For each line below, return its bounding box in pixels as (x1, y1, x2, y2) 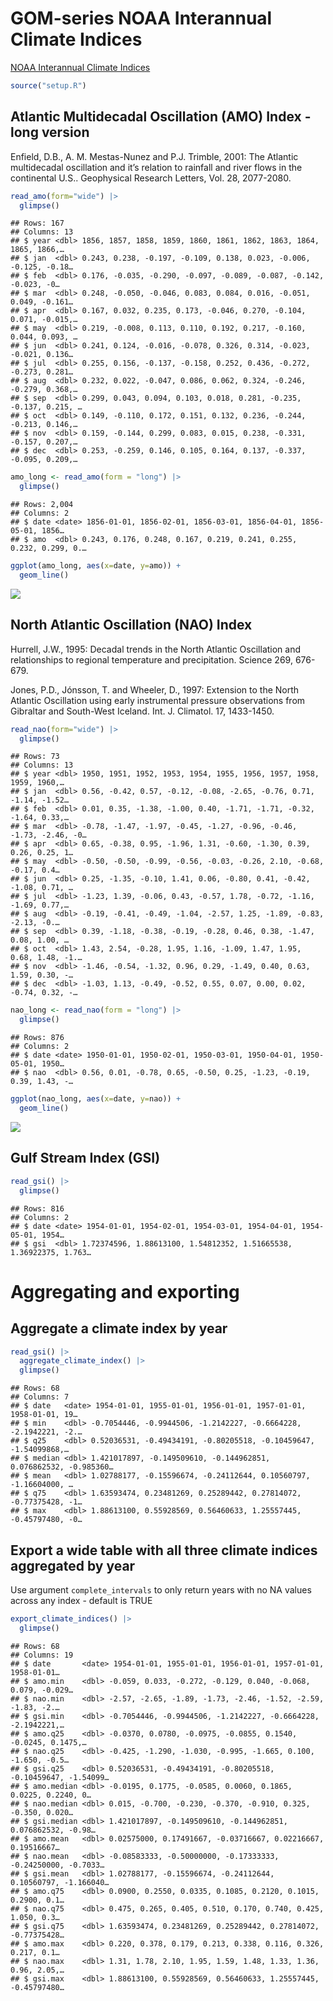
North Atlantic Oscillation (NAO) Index (10, 617, 253, 634)
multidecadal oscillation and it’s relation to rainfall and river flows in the (10, 161, 303, 173)
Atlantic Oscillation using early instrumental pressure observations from (10, 694, 306, 706)
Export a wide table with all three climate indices (10, 1542, 318, 1559)
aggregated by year (10, 1557, 136, 1574)
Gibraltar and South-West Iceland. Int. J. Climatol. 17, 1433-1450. (10, 705, 275, 717)
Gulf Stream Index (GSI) (10, 1150, 161, 1167)
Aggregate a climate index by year (10, 1320, 228, 1337)
